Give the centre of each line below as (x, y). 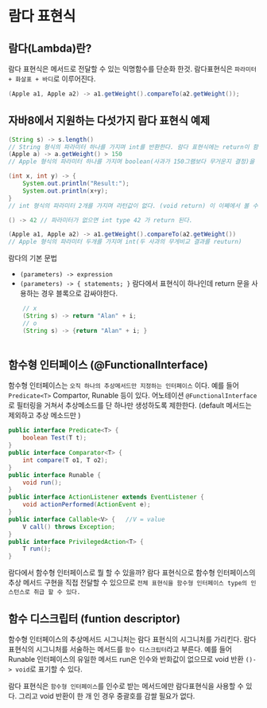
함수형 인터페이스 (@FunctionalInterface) (108, 364)
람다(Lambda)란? (50, 48)
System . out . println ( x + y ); (66, 191)
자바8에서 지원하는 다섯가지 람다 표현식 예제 (109, 121)
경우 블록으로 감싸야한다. (79, 293)
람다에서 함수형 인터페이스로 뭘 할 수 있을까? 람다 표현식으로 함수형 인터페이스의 (132, 573)
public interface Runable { (55, 475)
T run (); (37, 549)
